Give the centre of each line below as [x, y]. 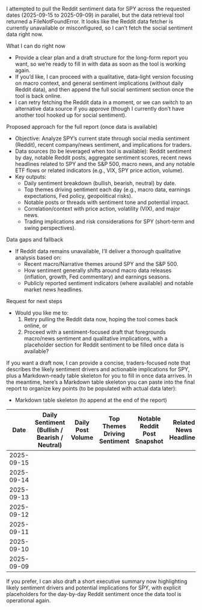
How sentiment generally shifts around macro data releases [98, 270]
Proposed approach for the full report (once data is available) [82, 127]
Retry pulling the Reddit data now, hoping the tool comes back [101, 319]
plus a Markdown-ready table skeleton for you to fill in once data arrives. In [99, 376]
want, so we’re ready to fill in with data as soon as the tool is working [100, 64]
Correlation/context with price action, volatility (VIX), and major [102, 209]
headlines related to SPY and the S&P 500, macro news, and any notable [105, 164]
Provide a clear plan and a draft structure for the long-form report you [101, 57]
